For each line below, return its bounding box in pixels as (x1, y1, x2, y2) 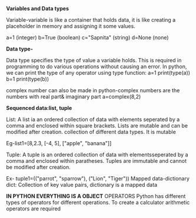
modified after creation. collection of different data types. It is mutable (6, 129, 177, 135)
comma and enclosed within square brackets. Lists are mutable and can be (6, 122, 188, 129)
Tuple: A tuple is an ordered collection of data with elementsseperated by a (6, 151, 188, 158)
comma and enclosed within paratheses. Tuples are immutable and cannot (6, 157, 187, 164)
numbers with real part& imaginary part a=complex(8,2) (6, 93, 141, 100)
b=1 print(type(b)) (6, 76, 49, 82)
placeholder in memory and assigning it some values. (6, 23, 135, 29)
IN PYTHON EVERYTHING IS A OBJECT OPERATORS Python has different (6, 193, 186, 199)
